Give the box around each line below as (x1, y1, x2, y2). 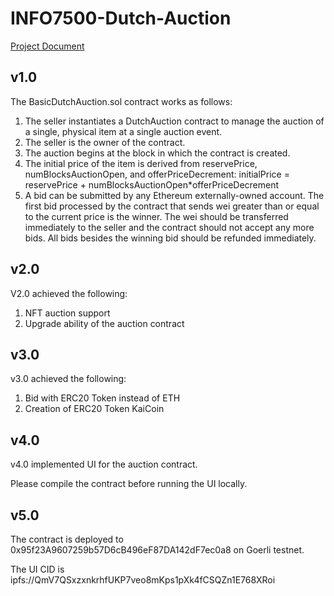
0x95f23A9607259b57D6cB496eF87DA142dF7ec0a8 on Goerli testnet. (10, 544, 305, 556)
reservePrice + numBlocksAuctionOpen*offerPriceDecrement (24, 178, 280, 191)
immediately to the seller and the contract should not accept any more (24, 221, 315, 233)
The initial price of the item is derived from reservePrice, (24, 157, 258, 169)
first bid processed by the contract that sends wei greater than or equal (24, 200, 320, 212)
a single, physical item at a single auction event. (24, 125, 223, 137)
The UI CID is (10, 563, 65, 575)
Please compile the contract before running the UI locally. (10, 478, 248, 490)
